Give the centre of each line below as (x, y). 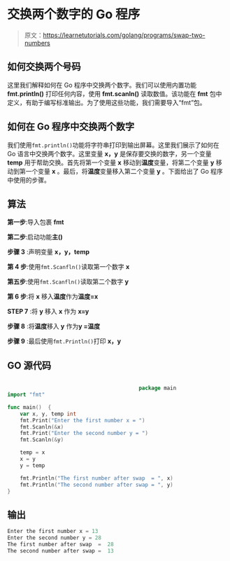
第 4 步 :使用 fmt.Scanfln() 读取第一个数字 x (69, 267)
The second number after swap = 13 (60, 550)
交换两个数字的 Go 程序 (74, 14)
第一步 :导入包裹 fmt (36, 222)
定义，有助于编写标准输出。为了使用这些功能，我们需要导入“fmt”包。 (107, 102)
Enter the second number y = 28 (54, 538)
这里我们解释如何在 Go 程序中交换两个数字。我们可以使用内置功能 (102, 85)
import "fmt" (26, 395)
